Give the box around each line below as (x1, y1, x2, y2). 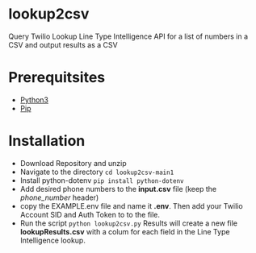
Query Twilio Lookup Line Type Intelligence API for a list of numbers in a (8, 31, 249, 41)
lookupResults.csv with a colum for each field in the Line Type (19, 226, 230, 236)
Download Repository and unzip (19, 158, 127, 168)
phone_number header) (19, 193, 99, 202)
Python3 (19, 94, 48, 105)
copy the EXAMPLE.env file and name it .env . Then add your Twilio (19, 201, 244, 210)
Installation (8, 132, 86, 150)
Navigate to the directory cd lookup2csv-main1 (19, 167, 174, 176)
